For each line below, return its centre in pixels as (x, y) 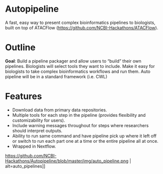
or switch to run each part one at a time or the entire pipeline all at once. (85, 141)
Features (24, 97)
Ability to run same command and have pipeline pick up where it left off (84, 136)
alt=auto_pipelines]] (25, 166)
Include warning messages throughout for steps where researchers (80, 125)
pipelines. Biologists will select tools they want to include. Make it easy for (80, 66)
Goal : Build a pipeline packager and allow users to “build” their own (73, 61)
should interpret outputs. (37, 130)
